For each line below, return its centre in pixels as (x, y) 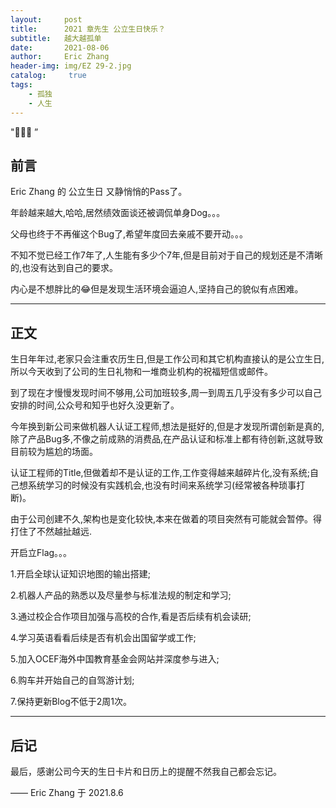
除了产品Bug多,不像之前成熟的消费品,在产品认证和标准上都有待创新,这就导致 (167, 439)
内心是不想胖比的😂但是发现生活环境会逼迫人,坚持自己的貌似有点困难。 (157, 289)
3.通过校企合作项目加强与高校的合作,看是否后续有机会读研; (131, 617)
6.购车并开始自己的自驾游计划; (72, 680)
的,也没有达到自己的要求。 (64, 268)
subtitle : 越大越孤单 (56, 38)
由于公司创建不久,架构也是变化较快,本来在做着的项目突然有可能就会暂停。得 (166, 519)
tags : (21, 85)
